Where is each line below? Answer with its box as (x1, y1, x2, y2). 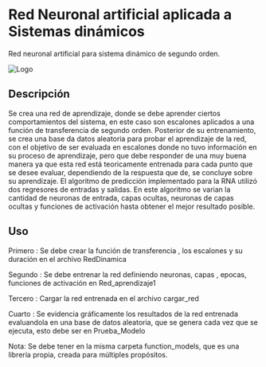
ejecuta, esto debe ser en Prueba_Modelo (8, 326, 146, 335)
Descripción (8, 88, 70, 101)
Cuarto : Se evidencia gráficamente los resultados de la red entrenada (8, 309, 239, 318)
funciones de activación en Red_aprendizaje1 (8, 278, 156, 287)
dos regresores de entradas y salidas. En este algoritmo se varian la (8, 185, 231, 194)
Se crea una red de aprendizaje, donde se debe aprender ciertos (8, 108, 221, 118)
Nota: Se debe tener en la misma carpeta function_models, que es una (8, 341, 240, 351)
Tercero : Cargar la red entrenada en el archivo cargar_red (8, 293, 199, 303)
